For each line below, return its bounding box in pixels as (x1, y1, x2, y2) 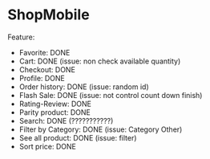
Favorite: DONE (18, 47, 71, 57)
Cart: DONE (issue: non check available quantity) (18, 56, 181, 66)
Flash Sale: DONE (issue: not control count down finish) (18, 90, 203, 100)
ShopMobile (7, 6, 90, 24)
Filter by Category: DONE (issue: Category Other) (18, 124, 183, 134)
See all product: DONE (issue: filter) (18, 132, 137, 142)
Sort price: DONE (18, 141, 77, 151)
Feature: (7, 32, 35, 42)
